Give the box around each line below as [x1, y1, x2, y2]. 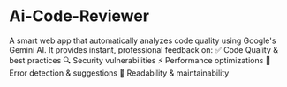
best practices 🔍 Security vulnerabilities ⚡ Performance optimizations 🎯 [9, 54, 271, 65]
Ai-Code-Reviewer [9, 6, 150, 26]
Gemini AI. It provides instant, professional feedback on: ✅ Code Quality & [9, 44, 279, 54]
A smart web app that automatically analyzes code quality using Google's [9, 35, 276, 46]
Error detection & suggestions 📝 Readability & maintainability [9, 68, 230, 78]
